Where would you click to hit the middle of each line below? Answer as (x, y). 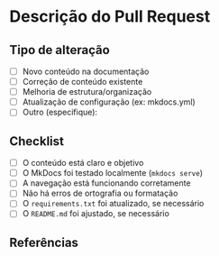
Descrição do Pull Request (110, 17)
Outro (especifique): (59, 112)
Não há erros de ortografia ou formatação (100, 193)
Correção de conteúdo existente (82, 82)
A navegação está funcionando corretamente (106, 183)
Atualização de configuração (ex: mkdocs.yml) (109, 102)
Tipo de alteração (59, 50)
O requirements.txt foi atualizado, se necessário (113, 204)
